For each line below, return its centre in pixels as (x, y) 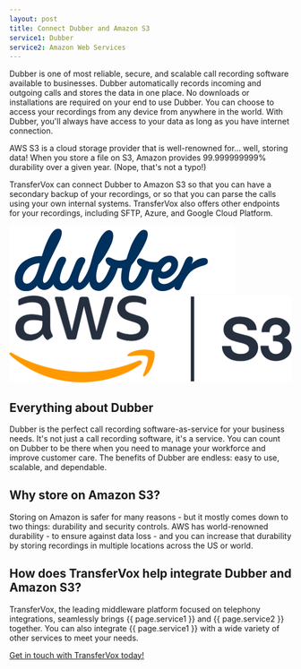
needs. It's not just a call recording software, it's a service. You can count (145, 439)
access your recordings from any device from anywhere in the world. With (146, 112)
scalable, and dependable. (58, 467)
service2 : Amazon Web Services (68, 47)
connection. (31, 131)
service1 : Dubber (42, 38)
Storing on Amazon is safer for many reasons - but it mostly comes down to (149, 517)
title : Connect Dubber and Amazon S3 (80, 28)
